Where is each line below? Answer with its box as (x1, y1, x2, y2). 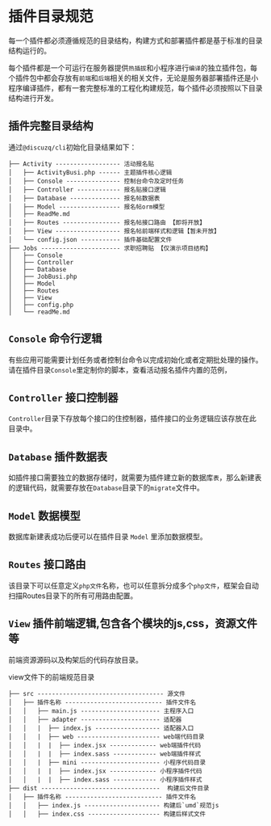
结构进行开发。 (8, 93, 58, 103)
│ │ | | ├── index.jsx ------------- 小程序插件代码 (8, 767, 202, 775)
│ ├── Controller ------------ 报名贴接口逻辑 (8, 185, 167, 194)
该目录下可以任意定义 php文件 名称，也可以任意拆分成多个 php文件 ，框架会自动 (8, 580, 260, 590)
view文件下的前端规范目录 (8, 672, 95, 681)
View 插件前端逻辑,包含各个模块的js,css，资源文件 (8, 617, 258, 630)
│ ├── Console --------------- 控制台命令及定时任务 (8, 177, 184, 185)
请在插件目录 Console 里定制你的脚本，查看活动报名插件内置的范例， (8, 365, 232, 374)
